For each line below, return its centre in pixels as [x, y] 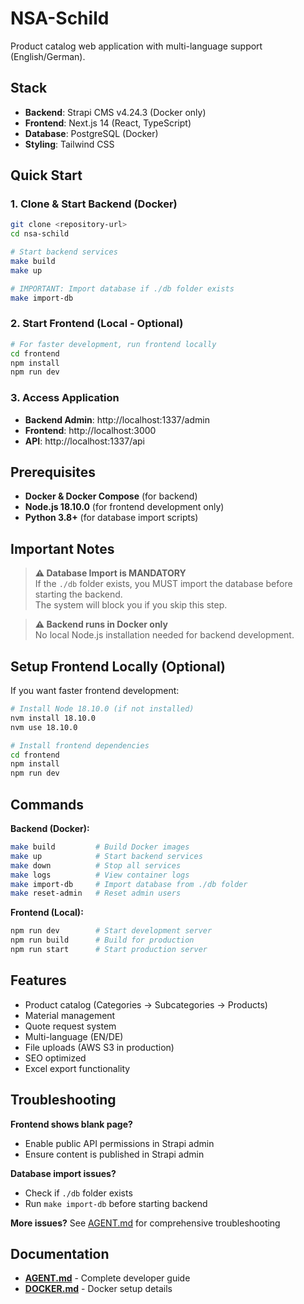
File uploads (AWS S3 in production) [99, 1047]
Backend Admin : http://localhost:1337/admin [117, 419]
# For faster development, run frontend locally [113, 344]
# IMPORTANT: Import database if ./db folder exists [122, 288]
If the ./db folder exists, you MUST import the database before [163, 584]
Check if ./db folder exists [78, 1193]
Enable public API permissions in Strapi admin [119, 1143]
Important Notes [62, 548]
